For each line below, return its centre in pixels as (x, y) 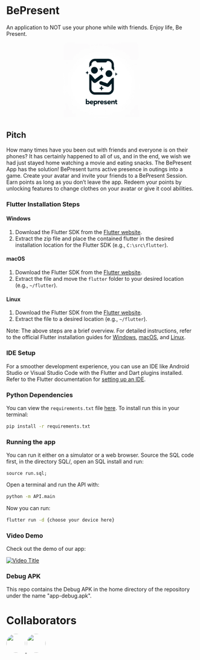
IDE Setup (21, 353)
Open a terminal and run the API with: (53, 485)
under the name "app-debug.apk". (49, 596)
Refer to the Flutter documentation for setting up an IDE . (76, 379)
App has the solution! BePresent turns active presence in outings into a (95, 169)
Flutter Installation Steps (43, 204)
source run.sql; (27, 474)
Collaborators (41, 620)
